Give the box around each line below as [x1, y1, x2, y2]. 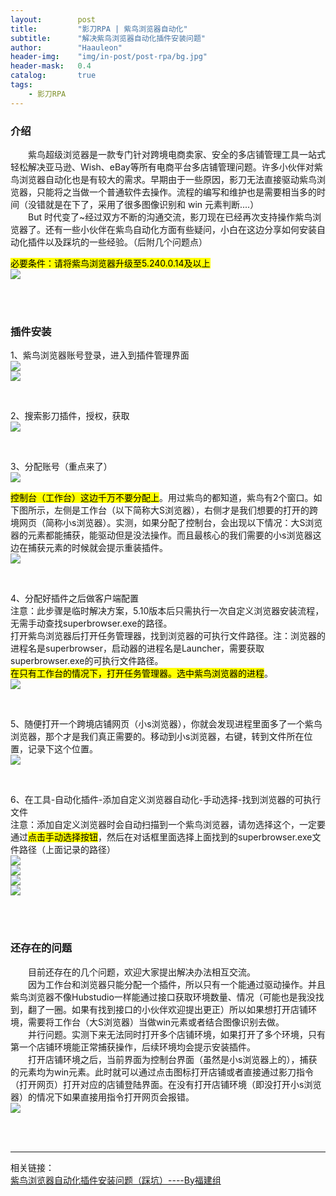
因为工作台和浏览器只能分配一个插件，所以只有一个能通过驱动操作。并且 [28, 978, 326, 990]
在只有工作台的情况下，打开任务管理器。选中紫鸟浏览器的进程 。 [10, 667, 273, 680]
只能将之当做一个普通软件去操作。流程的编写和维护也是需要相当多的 [36, 186, 317, 198]
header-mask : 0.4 [10, 61, 92, 71]
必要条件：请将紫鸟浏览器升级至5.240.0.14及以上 [10, 257, 211, 269]
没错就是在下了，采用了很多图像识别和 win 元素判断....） [27, 198, 260, 210]
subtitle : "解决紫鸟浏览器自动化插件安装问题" [10, 33, 206, 43]
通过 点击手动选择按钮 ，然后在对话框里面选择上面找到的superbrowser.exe [10, 831, 313, 843]
